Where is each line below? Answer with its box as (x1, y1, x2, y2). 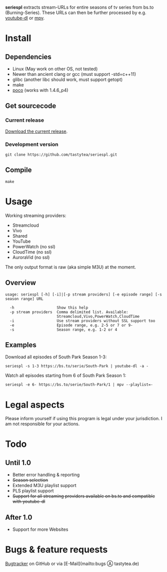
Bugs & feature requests (5, 544, 108, 555)
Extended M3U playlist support (12, 483, 76, 489)
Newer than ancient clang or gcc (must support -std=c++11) (12, 71, 136, 77)
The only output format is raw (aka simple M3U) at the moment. (5, 264, 136, 270)
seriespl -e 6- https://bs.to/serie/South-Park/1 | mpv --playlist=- (5, 382, 153, 388)
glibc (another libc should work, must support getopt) (12, 76, 123, 82)
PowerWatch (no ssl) (12, 243, 56, 249)
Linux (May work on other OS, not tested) (12, 66, 98, 72)
